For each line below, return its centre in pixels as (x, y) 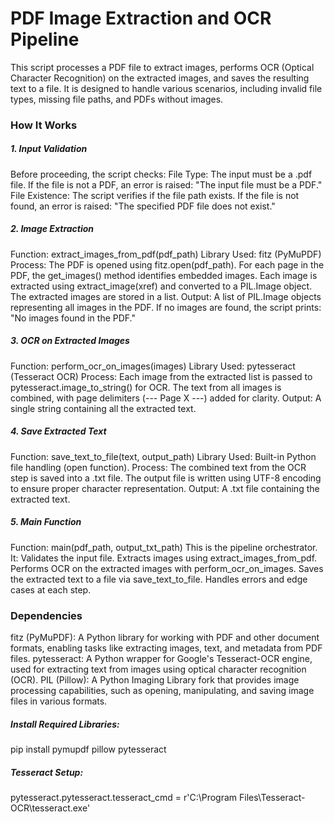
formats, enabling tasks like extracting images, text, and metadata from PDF (166, 648)
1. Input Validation (49, 149)
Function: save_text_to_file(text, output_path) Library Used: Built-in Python (163, 456)
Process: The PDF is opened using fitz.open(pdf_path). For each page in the (167, 264)
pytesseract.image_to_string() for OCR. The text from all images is (146, 387)
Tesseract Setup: (47, 772)
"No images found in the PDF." (73, 318)
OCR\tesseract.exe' (50, 808)
